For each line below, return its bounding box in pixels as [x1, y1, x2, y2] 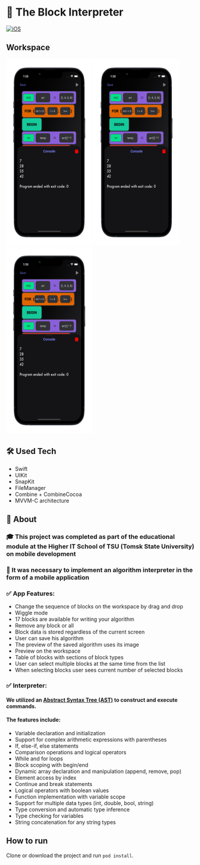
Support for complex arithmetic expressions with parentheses [14, 736, 167, 743]
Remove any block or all [14, 622, 74, 629]
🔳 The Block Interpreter [6, 5, 124, 19]
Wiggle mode [14, 610, 48, 617]
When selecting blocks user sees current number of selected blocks [14, 666, 183, 674]
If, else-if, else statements [14, 742, 79, 750]
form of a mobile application [6, 573, 90, 581]
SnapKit [14, 478, 35, 485]
